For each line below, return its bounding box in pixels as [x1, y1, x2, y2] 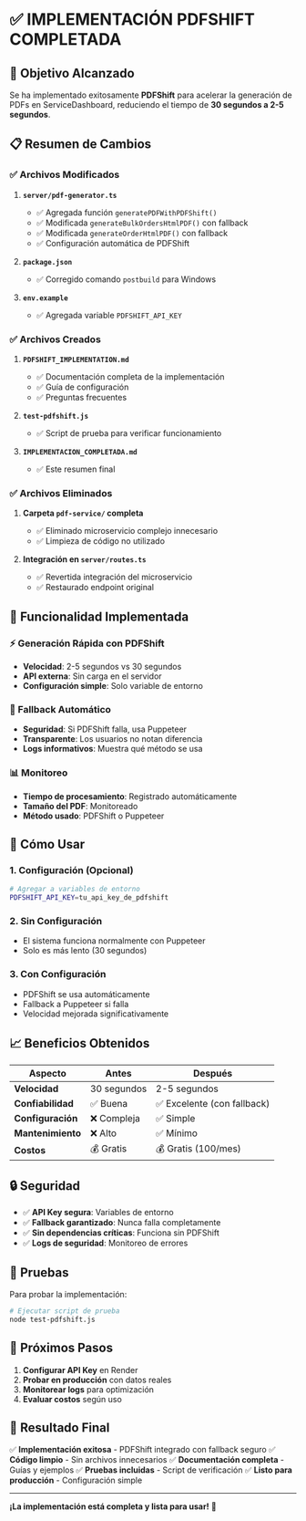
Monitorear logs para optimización [22, 1383, 155, 1395]
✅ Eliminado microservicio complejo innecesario [36, 526, 219, 537]
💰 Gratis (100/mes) [156, 1142, 241, 1155]
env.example [22, 293, 68, 303]
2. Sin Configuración [9, 914, 103, 927]
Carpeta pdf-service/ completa [22, 507, 144, 519]
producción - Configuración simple [9, 1474, 143, 1486]
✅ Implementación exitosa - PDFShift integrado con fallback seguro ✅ [9, 1444, 276, 1455]
